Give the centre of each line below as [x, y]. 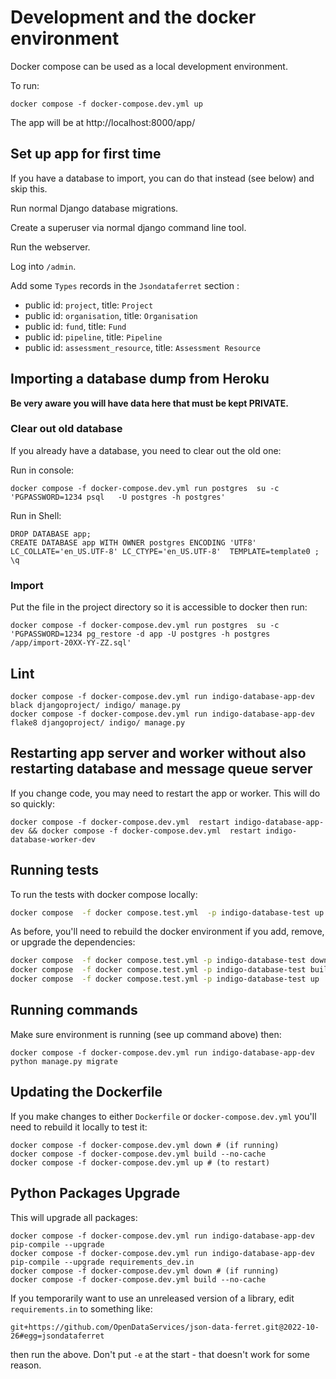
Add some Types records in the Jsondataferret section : [125, 285]
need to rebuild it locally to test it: [79, 1127]
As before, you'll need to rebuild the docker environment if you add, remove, [167, 932]
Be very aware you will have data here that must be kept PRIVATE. [150, 403]
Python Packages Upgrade [95, 1193]
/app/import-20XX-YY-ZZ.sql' [71, 643]
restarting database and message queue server [161, 769]
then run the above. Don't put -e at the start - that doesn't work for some [160, 1354]
